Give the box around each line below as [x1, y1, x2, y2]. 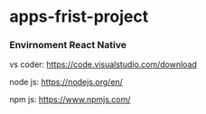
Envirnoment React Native [9, 39, 126, 52]
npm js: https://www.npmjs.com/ [9, 94, 131, 105]
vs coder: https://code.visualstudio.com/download [9, 59, 197, 70]
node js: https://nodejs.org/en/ [9, 77, 124, 88]
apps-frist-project [9, 6, 149, 27]
